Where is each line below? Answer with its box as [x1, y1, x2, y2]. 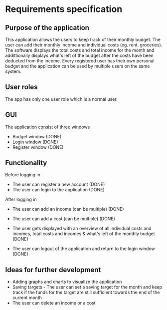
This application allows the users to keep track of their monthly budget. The [5, 36, 161, 42]
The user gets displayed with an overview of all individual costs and [12, 226, 152, 232]
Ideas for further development [5, 266, 101, 274]
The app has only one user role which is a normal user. [5, 96, 118, 102]
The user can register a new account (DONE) [12, 181, 105, 188]
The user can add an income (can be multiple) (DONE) [12, 206, 124, 212]
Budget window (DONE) [12, 133, 62, 139]
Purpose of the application [5, 23, 90, 32]
